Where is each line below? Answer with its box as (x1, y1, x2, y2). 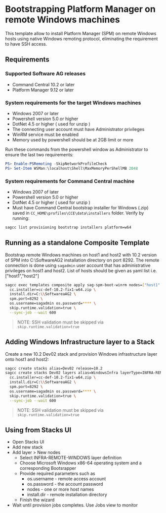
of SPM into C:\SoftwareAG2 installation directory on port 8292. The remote (5, 257, 160, 263)
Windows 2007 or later (12, 110, 59, 116)
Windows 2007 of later (12, 189, 59, 194)
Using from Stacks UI (5, 426, 72, 434)
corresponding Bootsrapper (19, 465, 77, 471)
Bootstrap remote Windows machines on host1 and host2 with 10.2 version (5, 252, 157, 257)
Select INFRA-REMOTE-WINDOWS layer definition (19, 455, 122, 461)
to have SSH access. (5, 41, 47, 47)
